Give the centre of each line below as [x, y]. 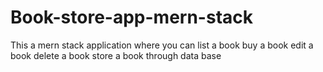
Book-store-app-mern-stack [131, 17]
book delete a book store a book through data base [116, 55]
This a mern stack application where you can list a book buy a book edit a [162, 45]
